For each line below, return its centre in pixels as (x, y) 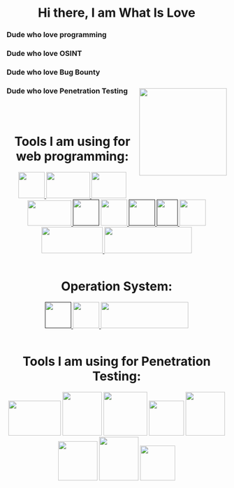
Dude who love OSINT (44, 54)
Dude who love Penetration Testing (67, 91)
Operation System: (117, 287)
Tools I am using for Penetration (117, 362)
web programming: (72, 157)
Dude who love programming (57, 35)
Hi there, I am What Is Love (117, 13)
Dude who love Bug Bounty (53, 72)
